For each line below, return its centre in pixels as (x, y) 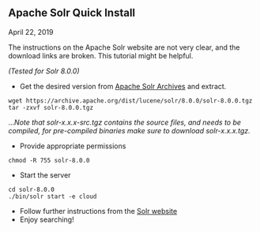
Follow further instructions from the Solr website (98, 211)
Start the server (45, 175)
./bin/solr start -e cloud (53, 196)
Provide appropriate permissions (73, 146)
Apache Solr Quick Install (72, 13)
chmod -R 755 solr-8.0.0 (49, 160)
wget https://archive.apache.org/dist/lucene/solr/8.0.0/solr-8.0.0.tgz (130, 101)
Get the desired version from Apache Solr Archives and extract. (123, 86)
